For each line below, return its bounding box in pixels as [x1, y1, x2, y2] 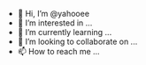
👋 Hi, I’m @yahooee [17, 9, 90, 18]
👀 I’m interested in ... [17, 18, 93, 28]
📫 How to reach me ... [17, 47, 100, 56]
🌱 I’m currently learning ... [17, 27, 112, 37]
